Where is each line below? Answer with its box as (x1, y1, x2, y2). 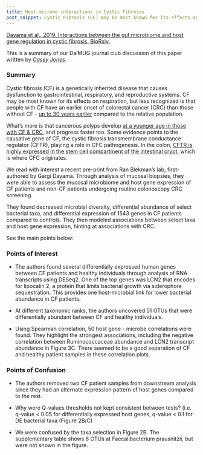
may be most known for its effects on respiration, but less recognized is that (6, 97, 196, 105)
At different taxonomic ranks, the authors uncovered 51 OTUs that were (14, 307, 193, 315)
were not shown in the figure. (14, 442, 89, 449)
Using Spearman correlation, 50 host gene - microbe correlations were (14, 325, 192, 333)
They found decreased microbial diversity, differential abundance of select (6, 203, 192, 211)
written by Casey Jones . (6, 56, 67, 63)
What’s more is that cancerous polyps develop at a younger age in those (6, 122, 186, 129)
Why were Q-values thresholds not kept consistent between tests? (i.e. (14, 404, 192, 411)
